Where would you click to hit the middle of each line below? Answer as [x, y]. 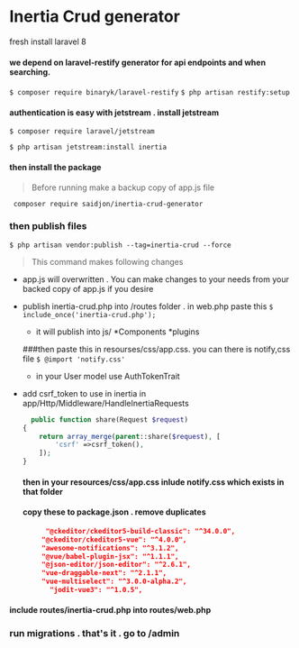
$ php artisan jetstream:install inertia [88, 147]
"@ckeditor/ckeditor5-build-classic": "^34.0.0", [140, 531]
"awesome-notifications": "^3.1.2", [110, 548]
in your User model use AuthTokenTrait [108, 376]
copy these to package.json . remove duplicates [114, 512]
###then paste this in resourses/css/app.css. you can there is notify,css [156, 349]
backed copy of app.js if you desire [88, 288]
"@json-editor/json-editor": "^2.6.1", [117, 565]
